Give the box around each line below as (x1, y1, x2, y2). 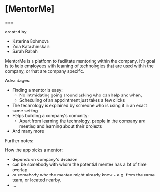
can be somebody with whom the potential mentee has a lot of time (12, 161, 147, 167)
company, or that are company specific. (5, 68, 85, 74)
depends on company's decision (12, 156, 78, 162)
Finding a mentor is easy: (12, 87, 63, 93)
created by (5, 29, 27, 34)
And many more (12, 128, 45, 134)
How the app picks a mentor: (5, 147, 63, 153)
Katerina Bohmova (12, 38, 49, 44)
